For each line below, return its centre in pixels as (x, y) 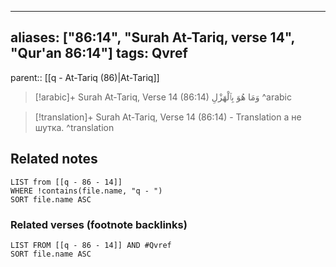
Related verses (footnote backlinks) (99, 224)
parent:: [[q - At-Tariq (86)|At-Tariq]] (85, 77)
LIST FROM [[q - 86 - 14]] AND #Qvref (91, 245)
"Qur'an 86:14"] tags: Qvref (99, 53)
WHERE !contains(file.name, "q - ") (86, 191)
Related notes (54, 159)
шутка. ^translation (74, 127)
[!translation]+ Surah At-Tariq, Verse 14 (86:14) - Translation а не (168, 117)
